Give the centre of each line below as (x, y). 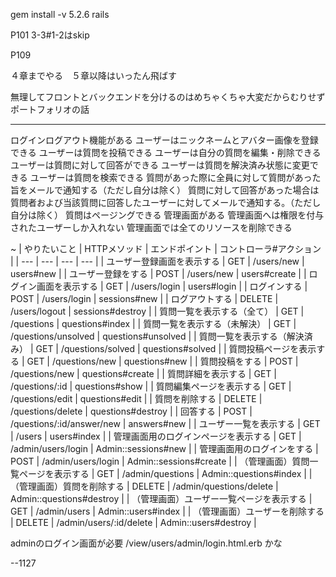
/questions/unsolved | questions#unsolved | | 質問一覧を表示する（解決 (157, 336)
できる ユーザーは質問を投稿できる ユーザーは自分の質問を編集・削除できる (166, 152)
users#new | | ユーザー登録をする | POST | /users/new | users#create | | (158, 273)
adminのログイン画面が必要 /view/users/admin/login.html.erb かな (146, 543)
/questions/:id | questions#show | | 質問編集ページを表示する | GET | (151, 386)
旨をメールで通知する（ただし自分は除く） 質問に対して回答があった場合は (165, 190)
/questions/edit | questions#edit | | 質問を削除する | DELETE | (136, 398)
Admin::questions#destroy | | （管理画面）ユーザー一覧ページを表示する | (161, 498)
